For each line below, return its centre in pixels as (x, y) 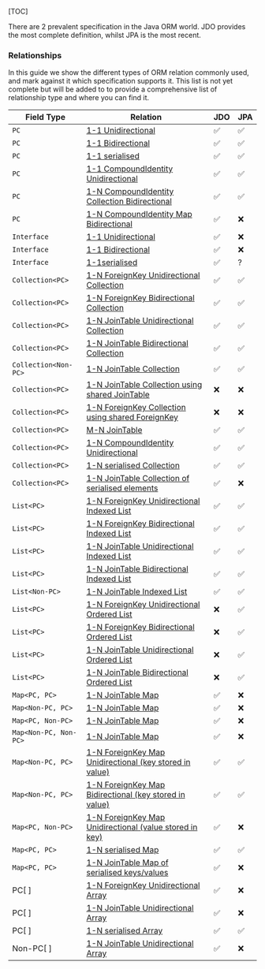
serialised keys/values (127, 873)
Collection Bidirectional (129, 202)
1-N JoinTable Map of (127, 863)
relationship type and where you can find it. (79, 98)
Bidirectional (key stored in (136, 795)
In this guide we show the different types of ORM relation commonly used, (129, 73)
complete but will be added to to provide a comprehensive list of (113, 89)
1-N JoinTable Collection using (144, 385)
